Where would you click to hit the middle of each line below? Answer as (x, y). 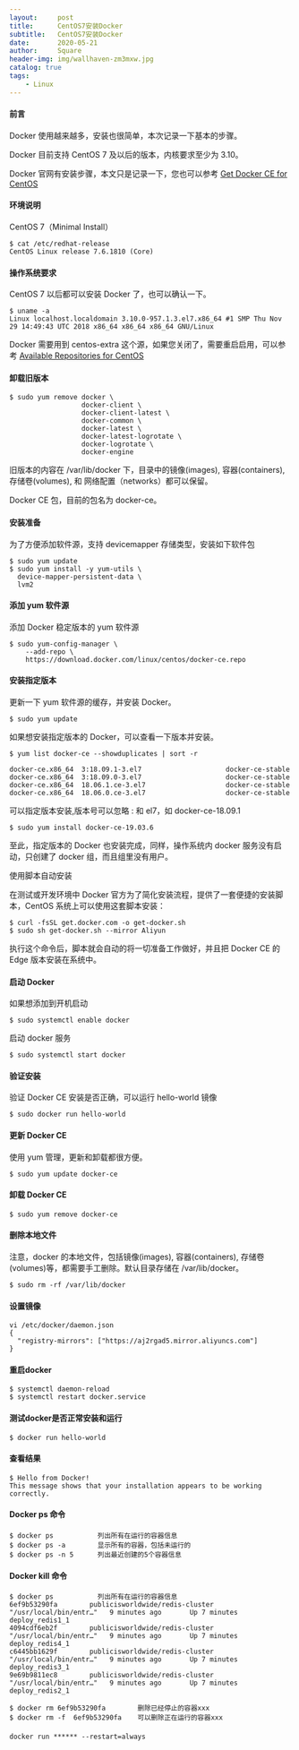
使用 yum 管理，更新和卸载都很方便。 (78, 1157)
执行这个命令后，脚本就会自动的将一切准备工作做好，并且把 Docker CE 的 (145, 948)
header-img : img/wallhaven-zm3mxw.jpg (81, 59)
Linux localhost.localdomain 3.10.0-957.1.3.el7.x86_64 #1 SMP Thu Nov (145, 319)
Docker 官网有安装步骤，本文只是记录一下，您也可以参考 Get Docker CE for (149, 173)
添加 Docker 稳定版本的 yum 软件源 (74, 627)
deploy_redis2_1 (39, 1691)
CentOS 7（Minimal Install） (61, 227)
